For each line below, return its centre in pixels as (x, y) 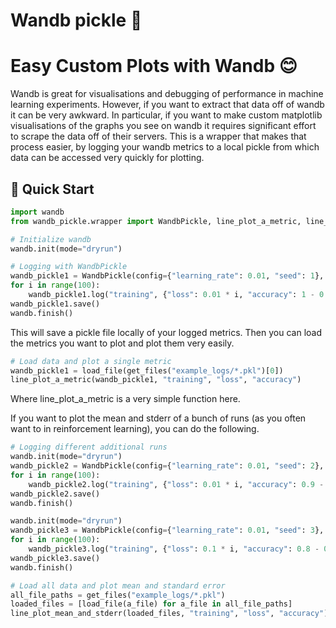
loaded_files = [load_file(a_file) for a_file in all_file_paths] (151, 604)
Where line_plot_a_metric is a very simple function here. (125, 399)
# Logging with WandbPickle (69, 267)
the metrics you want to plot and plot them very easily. (122, 343)
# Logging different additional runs (89, 447)
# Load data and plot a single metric (91, 361)
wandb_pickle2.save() (55, 494)
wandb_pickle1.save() (55, 304)
